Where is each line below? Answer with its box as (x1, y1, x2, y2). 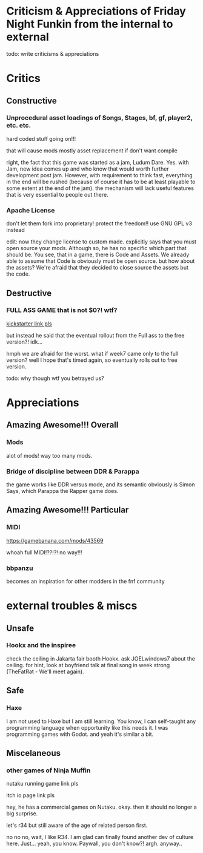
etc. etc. (6, 121, 32, 130)
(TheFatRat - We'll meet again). (6, 668, 84, 675)
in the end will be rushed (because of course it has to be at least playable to (6, 178, 196, 185)
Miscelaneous (6, 748, 61, 758)
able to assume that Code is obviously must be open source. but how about (6, 257, 195, 265)
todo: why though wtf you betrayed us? (6, 375, 104, 382)
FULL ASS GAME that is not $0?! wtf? (6, 306, 118, 314)
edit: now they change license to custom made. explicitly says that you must (6, 238, 197, 245)
